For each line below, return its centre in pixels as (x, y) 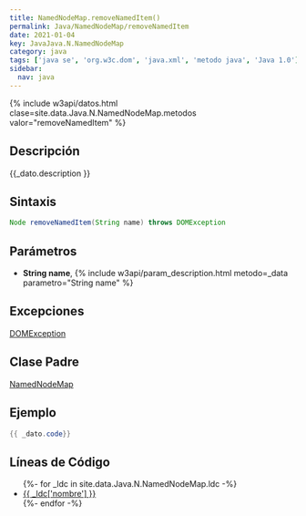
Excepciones (47, 311)
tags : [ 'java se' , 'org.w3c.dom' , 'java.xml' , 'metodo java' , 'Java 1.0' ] (154, 60)
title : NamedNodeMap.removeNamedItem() (85, 18)
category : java (38, 52)
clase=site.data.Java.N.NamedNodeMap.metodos (103, 113)
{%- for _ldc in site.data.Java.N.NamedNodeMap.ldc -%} (130, 484)
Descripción (45, 151)
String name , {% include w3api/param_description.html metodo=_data (155, 273)
